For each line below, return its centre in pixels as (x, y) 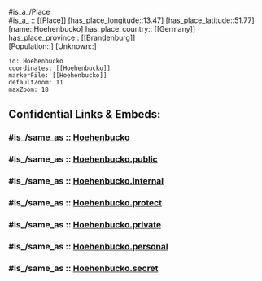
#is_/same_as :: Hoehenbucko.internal (86, 181)
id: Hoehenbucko (36, 61)
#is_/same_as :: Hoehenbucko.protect (85, 203)
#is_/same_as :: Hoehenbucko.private (85, 225)
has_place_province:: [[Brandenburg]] (72, 37)
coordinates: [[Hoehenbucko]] (60, 68)
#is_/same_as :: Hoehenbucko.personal (88, 246)
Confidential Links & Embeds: (85, 114)
